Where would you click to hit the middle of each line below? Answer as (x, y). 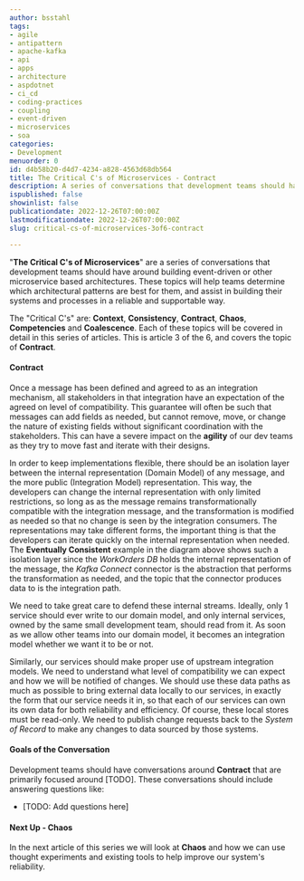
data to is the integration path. (66, 588)
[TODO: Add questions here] (76, 806)
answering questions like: (57, 789)
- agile (24, 34)
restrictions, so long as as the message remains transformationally (133, 501)
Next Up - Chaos (41, 827)
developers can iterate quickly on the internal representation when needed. (150, 540)
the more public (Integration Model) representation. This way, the (131, 482)
